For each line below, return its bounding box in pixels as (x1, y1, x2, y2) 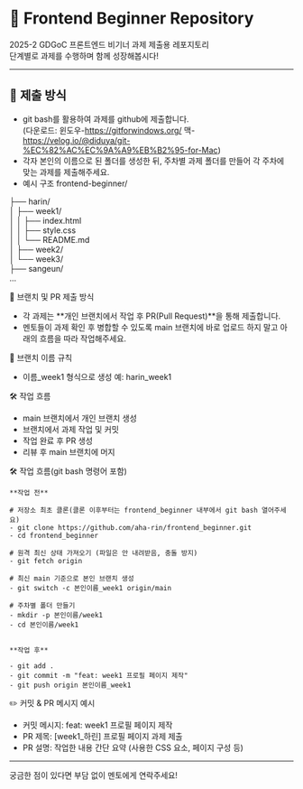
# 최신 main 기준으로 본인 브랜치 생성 (9, 573, 134, 583)
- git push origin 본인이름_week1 (9, 681, 132, 690)
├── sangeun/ (9, 263, 64, 274)
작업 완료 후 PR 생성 (22, 435, 93, 446)
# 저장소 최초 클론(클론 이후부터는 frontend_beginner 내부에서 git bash (9, 506, 259, 515)
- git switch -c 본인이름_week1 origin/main (9, 583, 172, 592)
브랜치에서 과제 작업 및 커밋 (22, 423, 120, 434)
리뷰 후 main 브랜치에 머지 (22, 446, 115, 457)
